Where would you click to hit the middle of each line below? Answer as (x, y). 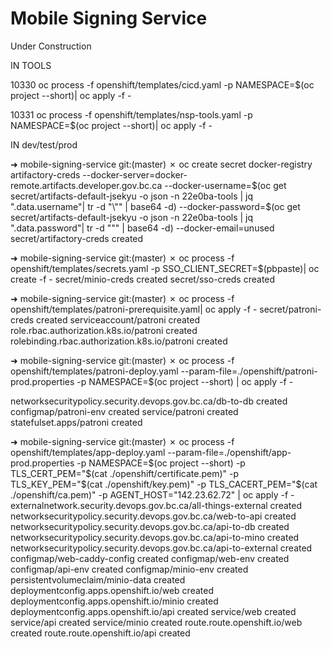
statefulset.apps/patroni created (76, 422)
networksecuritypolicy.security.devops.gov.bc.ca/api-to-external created (161, 548)
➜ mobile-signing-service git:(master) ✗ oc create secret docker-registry (161, 164)
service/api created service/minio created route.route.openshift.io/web (156, 622)
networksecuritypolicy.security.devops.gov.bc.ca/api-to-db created (150, 526)
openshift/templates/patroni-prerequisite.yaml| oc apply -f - (134, 309)
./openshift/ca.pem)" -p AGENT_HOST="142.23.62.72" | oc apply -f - (152, 494)
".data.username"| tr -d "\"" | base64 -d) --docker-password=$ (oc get (155, 206)
